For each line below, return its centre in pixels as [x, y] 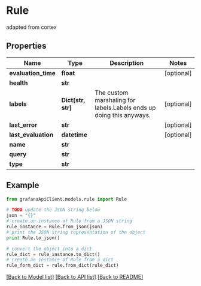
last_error [23, 125]
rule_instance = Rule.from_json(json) [54, 227]
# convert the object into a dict [49, 249]
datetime [74, 135]
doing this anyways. [123, 115]
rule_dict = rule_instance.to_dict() [53, 254]
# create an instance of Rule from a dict [60, 260]
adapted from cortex [31, 27]
